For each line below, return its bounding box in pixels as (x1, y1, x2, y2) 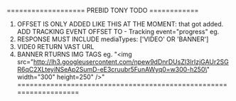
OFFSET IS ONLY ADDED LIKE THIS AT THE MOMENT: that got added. (16, 20, 224, 28)
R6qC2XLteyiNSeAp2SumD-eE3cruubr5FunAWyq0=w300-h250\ (16, 65, 208, 73)
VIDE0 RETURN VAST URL (16, 43, 95, 51)
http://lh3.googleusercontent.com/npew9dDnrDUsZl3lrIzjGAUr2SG (33, 58, 229, 66)
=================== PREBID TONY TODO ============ (6, 6, 199, 14)
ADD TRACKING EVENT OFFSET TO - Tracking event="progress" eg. (16, 28, 220, 36)
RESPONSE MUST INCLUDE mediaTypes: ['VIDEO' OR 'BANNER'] (16, 35, 209, 43)
